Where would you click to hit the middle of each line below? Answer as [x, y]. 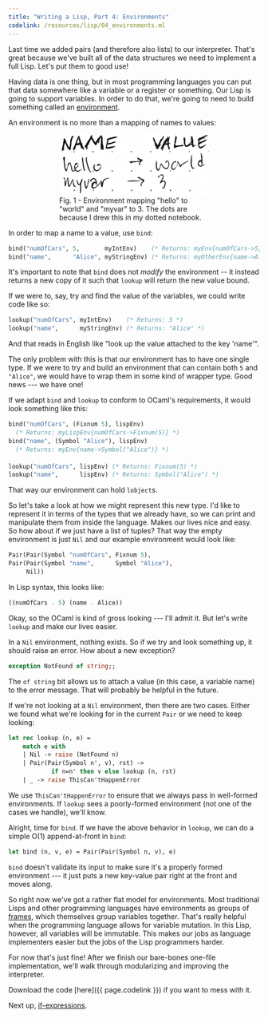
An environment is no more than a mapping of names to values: [112, 122]
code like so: [29, 304]
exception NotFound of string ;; [62, 666]
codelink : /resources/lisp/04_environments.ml [87, 25]
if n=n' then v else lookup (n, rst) [114, 772]
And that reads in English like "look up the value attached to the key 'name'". [134, 344]
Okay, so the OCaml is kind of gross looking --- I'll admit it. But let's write [128, 618]
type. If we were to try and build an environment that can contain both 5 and [133, 368]
